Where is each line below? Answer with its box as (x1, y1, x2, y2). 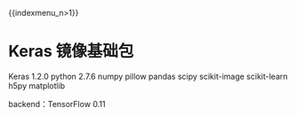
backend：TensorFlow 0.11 (8, 98, 106, 109)
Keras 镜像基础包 (8, 42, 134, 61)
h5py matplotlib (8, 80, 66, 91)
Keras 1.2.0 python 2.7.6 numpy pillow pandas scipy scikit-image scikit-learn (8, 71, 288, 81)
